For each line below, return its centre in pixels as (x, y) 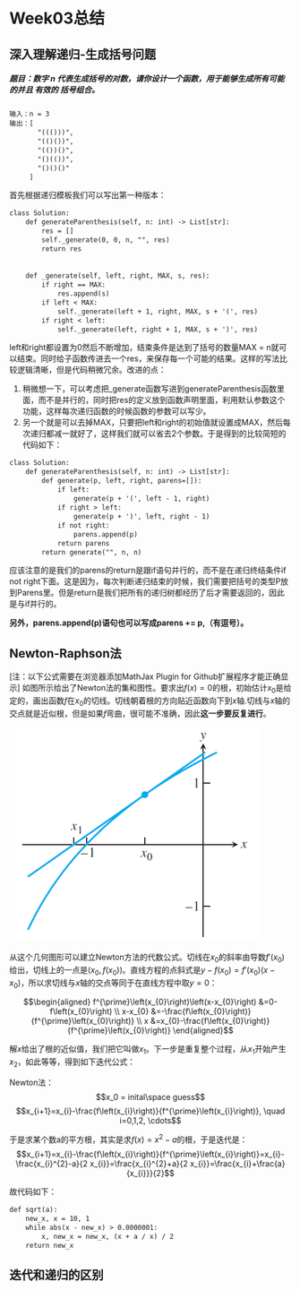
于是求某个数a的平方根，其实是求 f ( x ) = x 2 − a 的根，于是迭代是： (129, 1139)
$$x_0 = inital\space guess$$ (150, 1096)
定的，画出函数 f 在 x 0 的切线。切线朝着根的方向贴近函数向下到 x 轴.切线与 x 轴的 (150, 701)
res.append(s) (83, 293)
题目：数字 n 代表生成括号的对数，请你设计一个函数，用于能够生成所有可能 (147, 79)
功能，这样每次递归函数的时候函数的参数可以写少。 (116, 411)
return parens (83, 543)
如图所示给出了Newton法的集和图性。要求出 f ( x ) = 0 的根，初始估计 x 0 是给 (157, 689)
